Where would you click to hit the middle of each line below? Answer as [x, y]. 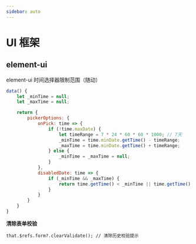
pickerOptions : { [48, 118]
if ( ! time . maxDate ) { [74, 129]
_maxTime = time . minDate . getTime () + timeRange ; [119, 145]
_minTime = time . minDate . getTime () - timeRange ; [119, 140]
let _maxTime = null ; [43, 102]
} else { [59, 151]
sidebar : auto [24, 12]
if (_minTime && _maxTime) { [84, 178]
